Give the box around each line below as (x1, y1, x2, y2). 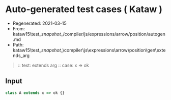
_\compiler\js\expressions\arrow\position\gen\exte (61, 47, 166, 53)
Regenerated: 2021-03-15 (12, 20, 67, 26)
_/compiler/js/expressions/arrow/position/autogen (61, 31, 165, 37)
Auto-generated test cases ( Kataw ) (5, 4, 163, 15)
